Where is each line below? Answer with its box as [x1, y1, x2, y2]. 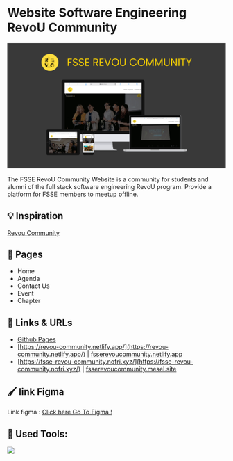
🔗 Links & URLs [7, 316, 73, 328]
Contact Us [17, 282, 50, 290]
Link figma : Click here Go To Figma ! [7, 408, 112, 416]
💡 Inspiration [7, 210, 64, 222]
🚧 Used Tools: [7, 428, 68, 439]
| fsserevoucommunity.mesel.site [82, 365, 177, 373]
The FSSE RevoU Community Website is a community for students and [7, 175, 209, 184]
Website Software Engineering [7, 5, 187, 21]
